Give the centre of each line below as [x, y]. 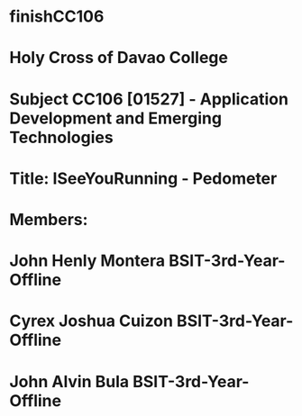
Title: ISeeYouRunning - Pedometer [143, 178]
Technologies [62, 137]
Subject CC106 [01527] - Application [149, 99]
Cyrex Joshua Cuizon [92, 321]
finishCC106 [57, 17]
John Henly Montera [87, 261]
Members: [49, 219]
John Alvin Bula [69, 381]
